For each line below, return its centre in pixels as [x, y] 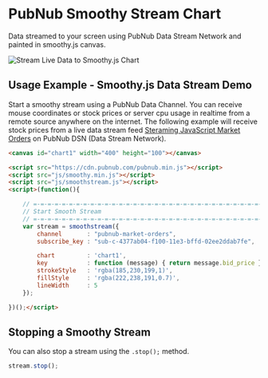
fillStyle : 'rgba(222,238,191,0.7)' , [108, 278]
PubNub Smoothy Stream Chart [115, 14]
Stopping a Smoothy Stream [80, 332]
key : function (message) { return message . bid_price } [150, 263]
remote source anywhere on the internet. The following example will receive [133, 121]
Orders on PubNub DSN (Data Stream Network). [87, 138]
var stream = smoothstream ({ [71, 226]
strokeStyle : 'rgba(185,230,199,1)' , [105, 271]
